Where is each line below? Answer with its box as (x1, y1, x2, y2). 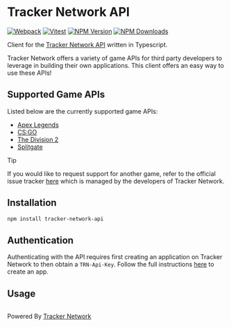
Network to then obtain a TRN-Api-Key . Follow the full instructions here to (7, 260, 214, 269)
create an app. (7, 267, 49, 276)
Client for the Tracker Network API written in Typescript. (7, 40, 168, 48)
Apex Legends (17, 121, 59, 129)
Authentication (7, 234, 74, 246)
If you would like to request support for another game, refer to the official (7, 169, 216, 177)
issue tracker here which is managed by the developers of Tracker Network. (7, 177, 225, 185)
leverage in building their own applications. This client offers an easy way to (7, 61, 224, 69)
